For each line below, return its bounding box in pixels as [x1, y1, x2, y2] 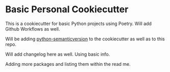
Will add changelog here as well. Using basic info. [5, 51, 110, 57]
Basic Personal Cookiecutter [5, 4, 129, 15]
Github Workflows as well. [5, 26, 60, 32]
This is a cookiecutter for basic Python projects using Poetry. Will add [5, 20, 152, 27]
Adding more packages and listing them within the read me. [5, 61, 131, 67]
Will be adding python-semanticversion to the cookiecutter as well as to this [5, 36, 165, 42]
